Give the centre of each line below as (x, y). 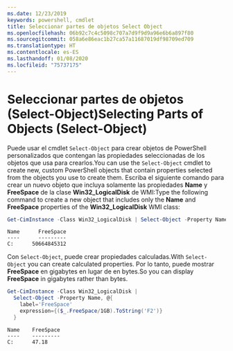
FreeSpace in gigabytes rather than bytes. (68, 279)
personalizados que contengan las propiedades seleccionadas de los (106, 155)
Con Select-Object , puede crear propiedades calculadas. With (96, 257)
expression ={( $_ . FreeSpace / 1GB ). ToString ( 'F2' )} (91, 311)
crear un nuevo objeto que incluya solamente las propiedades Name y (107, 185)
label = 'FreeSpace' (46, 305)
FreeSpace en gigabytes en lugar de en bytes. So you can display (101, 271)
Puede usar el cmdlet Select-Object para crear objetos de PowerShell (107, 148)
